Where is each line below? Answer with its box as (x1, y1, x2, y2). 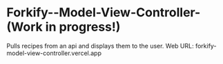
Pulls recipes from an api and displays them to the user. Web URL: (6, 42, 194, 50)
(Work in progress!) (6, 19, 121, 35)
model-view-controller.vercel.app (6, 49, 101, 57)
